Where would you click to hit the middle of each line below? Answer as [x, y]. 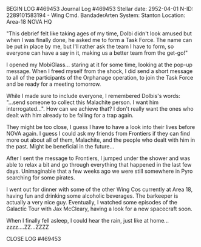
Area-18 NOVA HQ [29, 22]
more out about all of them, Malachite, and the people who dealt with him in [101, 140]
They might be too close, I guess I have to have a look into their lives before [101, 127]
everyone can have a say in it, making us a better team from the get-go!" [97, 53]
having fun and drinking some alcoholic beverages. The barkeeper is [92, 196]
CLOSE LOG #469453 [34, 239]
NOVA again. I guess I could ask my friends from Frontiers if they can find [98, 134]
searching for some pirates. [41, 178]
